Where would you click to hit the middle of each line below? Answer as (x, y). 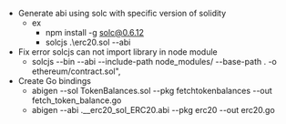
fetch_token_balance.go (77, 100)
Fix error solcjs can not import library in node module (118, 52)
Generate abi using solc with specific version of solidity (122, 13)
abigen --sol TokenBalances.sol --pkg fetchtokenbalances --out (152, 91)
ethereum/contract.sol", (76, 71)
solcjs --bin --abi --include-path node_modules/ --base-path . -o (154, 62)
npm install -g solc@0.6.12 (94, 32)
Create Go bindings (54, 81)
